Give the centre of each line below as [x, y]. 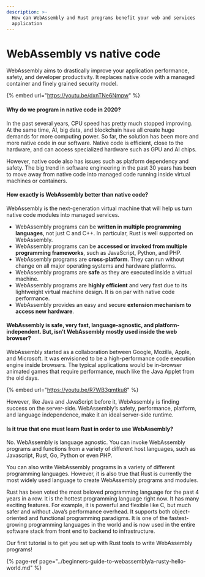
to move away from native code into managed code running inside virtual [99, 174]
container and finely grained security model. [62, 84]
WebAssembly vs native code [84, 54]
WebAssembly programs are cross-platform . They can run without [100, 259]
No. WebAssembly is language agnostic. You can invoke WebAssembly [96, 442]
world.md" [20, 568]
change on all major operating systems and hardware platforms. [96, 266]
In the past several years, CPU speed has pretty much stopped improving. [99, 123]
